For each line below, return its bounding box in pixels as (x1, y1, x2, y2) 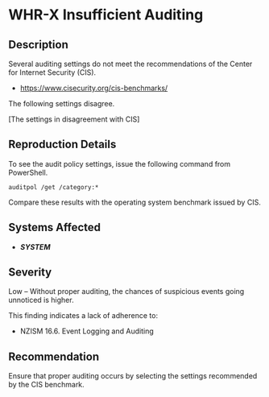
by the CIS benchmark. (8, 380, 85, 390)
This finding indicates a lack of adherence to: (8, 311, 159, 320)
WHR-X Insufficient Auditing (8, 6, 204, 24)
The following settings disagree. (8, 99, 115, 108)
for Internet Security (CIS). (8, 68, 97, 77)
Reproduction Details (8, 138, 117, 151)
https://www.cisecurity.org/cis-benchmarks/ (19, 83, 168, 93)
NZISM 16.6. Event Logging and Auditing (19, 326, 155, 336)
